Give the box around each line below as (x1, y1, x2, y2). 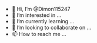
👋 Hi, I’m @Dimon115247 (11, 6, 71, 12)
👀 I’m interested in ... (11, 12, 62, 19)
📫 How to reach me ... (11, 31, 66, 37)
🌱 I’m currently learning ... (11, 18, 75, 24)
